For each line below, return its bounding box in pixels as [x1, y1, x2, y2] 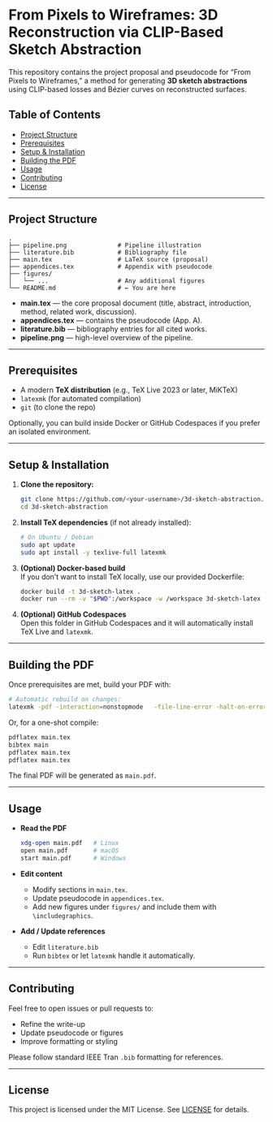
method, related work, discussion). [19, 306, 136, 316]
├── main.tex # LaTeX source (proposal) [8, 255, 209, 263]
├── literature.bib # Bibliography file [8, 248, 187, 257]
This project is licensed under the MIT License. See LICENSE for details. [8, 1105, 249, 1115]
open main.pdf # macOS [19, 847, 119, 855]
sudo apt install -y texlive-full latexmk [19, 548, 167, 557]
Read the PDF [19, 823, 67, 834]
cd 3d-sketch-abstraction [19, 503, 108, 511]
